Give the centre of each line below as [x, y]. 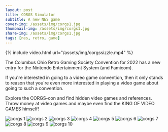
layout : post [19, 10]
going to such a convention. [34, 88]
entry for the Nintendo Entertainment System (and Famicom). [69, 68]
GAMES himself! [22, 109]
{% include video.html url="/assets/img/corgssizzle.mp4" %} [69, 52]
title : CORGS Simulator [30, 15]
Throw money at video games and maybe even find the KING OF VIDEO [80, 103]
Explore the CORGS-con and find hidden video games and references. [79, 98]
